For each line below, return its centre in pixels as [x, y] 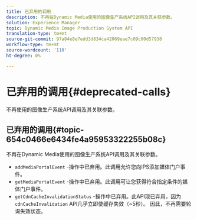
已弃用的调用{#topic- [45, 130]
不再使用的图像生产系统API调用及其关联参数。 [62, 109]
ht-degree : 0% [24, 56]
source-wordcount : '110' [37, 50]
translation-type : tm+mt [37, 34]
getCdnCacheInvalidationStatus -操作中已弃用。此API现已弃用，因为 [98, 196]
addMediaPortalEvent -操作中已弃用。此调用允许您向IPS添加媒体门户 [97, 167]
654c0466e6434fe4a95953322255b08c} [86, 139]
